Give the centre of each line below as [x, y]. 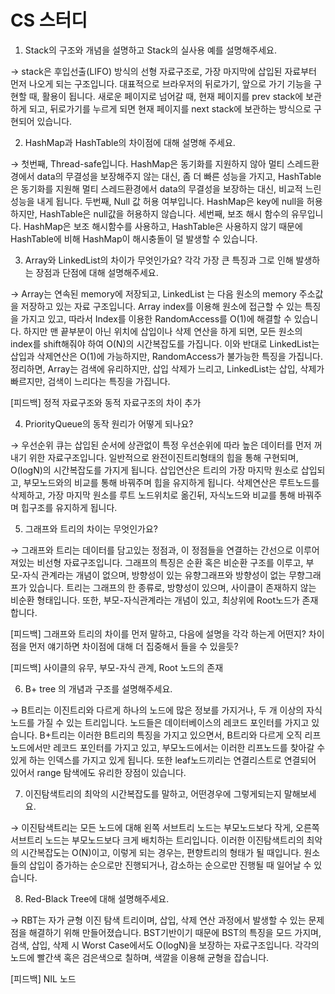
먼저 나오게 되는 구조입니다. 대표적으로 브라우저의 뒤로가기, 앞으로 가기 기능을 [161, 83]
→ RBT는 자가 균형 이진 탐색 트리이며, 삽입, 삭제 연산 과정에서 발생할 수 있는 [158, 920]
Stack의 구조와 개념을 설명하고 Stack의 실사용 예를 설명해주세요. [150, 50]
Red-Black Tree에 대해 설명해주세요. [97, 898]
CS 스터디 [49, 20]
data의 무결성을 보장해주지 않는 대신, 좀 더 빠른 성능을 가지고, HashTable [179, 176]
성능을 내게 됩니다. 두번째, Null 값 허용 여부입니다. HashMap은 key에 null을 [157, 201]
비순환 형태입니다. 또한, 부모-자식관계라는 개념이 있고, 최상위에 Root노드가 [155, 600]
